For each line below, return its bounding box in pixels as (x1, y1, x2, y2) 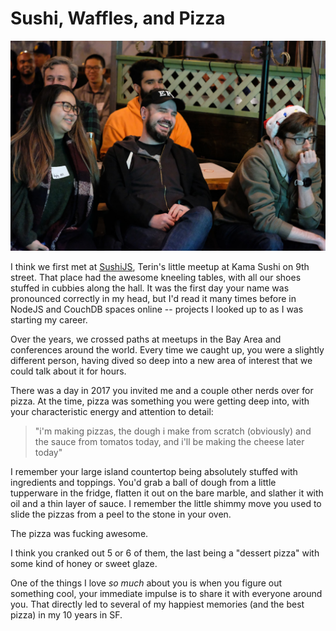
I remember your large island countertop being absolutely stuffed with (10, 465, 298, 477)
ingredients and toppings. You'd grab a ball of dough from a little (10, 476, 277, 488)
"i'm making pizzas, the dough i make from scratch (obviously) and (34, 425, 312, 437)
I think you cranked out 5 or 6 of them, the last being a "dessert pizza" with (10, 547, 320, 559)
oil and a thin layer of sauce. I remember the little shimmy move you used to (10, 497, 322, 509)
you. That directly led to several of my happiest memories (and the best (10, 598, 305, 610)
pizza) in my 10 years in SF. (10, 608, 123, 621)
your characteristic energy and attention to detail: (10, 405, 214, 417)
